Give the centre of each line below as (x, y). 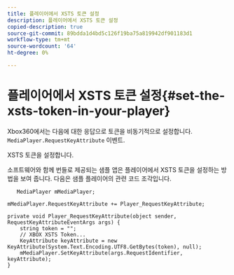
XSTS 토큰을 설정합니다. (41, 155)
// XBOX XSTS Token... (53, 234)
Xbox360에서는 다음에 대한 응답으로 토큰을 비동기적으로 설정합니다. (100, 131)
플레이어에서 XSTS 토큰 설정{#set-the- (116, 96)
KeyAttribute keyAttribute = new (69, 241)
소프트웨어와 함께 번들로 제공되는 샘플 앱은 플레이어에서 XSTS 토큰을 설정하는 (113, 169)
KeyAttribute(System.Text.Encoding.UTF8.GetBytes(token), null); (104, 247)
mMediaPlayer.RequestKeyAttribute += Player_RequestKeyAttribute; (106, 204)
